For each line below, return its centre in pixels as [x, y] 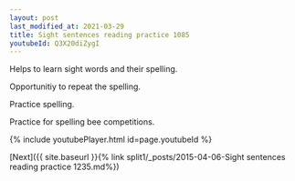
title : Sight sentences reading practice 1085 [100, 35]
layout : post [34, 18]
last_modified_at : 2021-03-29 [67, 26]
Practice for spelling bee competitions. [82, 122]
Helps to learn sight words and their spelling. [94, 69]
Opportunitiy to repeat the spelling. [75, 86]
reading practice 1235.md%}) [65, 167]
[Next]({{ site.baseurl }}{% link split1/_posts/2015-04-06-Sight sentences [147, 157]
